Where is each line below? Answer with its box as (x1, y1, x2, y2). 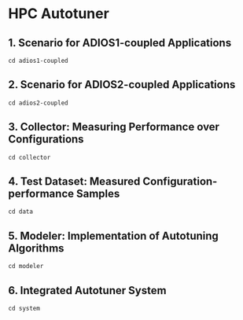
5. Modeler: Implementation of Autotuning (8, 229, 219, 242)
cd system (8, 304, 41, 313)
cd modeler (8, 263, 44, 270)
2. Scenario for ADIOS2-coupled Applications (8, 78, 236, 91)
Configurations (8, 133, 84, 146)
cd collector (8, 153, 51, 161)
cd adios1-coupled (8, 57, 68, 64)
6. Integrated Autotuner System (8, 284, 167, 297)
